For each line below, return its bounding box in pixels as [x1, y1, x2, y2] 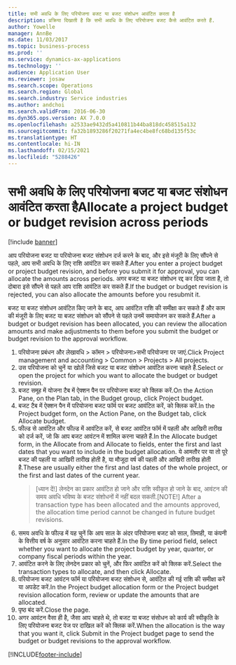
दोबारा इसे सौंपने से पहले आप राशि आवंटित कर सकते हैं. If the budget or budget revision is [8, 282, 228, 291]
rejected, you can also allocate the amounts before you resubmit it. [8, 290, 201, 299]
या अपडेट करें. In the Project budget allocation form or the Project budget [18, 582, 219, 591]
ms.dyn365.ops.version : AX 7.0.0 [8, 114, 106, 121]
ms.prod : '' [8, 50, 43, 57]
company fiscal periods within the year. [18, 551, 132, 561]
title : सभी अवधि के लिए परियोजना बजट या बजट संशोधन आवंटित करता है [8, 10, 176, 18]
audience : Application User [8, 69, 90, 76]
